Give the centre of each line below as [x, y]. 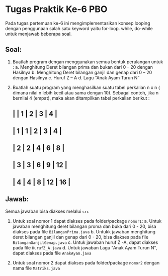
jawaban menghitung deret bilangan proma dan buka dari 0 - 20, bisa [84, 226]
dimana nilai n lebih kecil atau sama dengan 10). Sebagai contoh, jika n [86, 93]
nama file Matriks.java [36, 268]
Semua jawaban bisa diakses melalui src [47, 211]
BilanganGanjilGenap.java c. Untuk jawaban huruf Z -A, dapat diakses [85, 242]
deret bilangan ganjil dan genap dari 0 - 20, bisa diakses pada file [80, 237]
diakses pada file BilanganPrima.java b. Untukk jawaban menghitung [84, 231]
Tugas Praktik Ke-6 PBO [56, 9]
